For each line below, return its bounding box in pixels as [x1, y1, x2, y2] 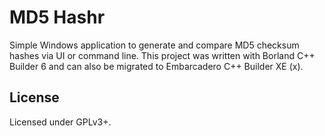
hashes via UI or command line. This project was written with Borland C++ [9, 49, 316, 61]
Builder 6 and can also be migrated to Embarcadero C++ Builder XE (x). [9, 60, 304, 72]
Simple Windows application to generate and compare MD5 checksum [9, 39, 300, 51]
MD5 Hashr [9, 6, 106, 29]
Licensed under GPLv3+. [9, 116, 112, 128]
